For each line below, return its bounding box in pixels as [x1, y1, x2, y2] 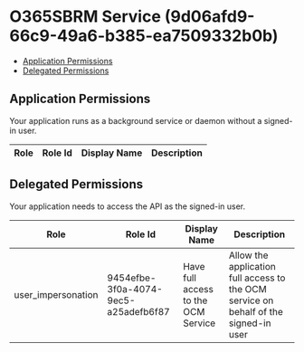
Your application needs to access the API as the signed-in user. [9, 201, 246, 212]
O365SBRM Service [9, 6, 161, 27]
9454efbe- [107, 271, 157, 284]
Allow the [228, 249, 269, 262]
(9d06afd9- [164, 6, 255, 27]
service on [228, 294, 274, 307]
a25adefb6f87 [107, 305, 170, 318]
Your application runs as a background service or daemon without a [9, 115, 262, 126]
